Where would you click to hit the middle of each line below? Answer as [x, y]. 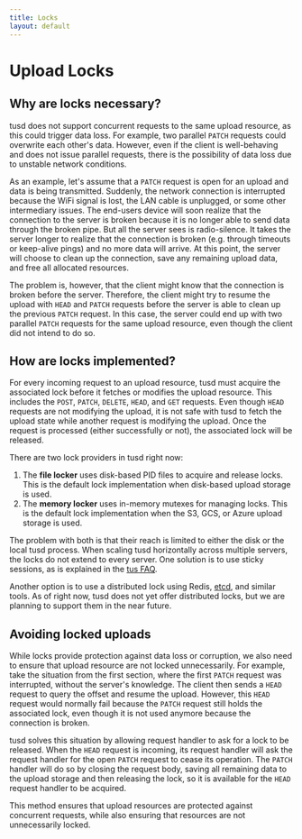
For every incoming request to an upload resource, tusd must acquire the [145, 383]
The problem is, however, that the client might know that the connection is [147, 285]
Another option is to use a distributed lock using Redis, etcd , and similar [143, 587]
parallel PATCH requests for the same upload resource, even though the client [151, 323]
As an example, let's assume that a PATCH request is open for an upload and [149, 181]
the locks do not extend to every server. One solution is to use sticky [137, 560]
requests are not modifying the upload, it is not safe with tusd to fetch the [146, 412]
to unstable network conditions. [68, 164]
